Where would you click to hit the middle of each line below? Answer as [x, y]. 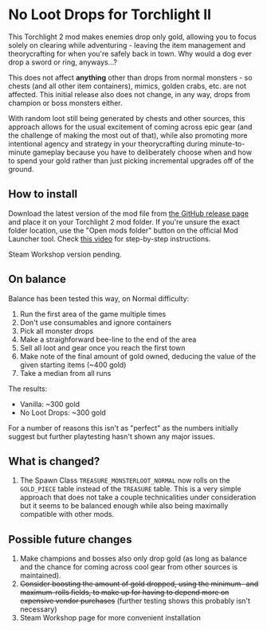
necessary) [38, 609]
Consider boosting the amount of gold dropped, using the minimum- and [139, 584]
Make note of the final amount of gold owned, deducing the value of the [138, 356]
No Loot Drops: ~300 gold [63, 413]
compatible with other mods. [67, 515]
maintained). [40, 576]
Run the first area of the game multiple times [93, 314]
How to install [43, 194]
